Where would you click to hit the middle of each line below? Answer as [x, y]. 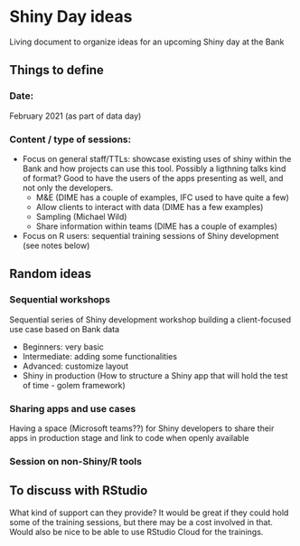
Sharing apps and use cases [73, 408]
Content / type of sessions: [70, 139]
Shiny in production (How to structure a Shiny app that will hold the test [155, 375]
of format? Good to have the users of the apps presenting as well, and [153, 177]
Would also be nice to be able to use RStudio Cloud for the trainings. [136, 532]
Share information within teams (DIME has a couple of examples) [157, 226]
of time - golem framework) [74, 385]
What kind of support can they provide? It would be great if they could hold [149, 512]
